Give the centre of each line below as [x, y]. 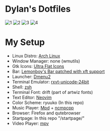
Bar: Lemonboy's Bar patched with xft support [58, 71]
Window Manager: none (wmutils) [46, 61]
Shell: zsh [22, 87]
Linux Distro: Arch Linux [36, 56]
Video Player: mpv [30, 123]
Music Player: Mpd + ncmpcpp [43, 108]
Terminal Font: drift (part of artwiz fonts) [53, 92]
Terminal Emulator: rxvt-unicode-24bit [50, 82]
